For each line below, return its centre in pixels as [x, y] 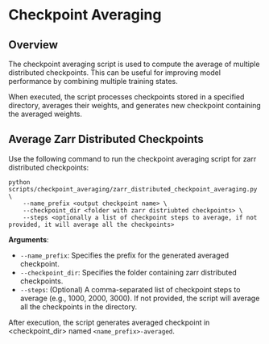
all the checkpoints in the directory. [79, 306]
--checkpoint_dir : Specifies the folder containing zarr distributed [128, 272]
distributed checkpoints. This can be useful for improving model [115, 73]
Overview [33, 45]
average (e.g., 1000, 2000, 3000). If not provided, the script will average [140, 298]
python [19, 182]
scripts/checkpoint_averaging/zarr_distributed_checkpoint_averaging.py [133, 189]
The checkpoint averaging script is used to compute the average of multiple [134, 64]
